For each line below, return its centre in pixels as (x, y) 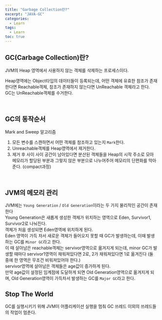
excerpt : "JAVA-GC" (25, 14)
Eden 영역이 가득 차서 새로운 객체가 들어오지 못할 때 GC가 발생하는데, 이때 (75, 236)
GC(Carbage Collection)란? (47, 58)
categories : (17, 19)
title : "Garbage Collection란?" (37, 9)
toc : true (15, 37)
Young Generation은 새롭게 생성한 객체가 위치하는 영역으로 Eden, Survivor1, (78, 218)
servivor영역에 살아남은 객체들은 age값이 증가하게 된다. (58, 266)
